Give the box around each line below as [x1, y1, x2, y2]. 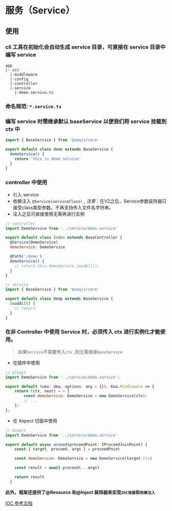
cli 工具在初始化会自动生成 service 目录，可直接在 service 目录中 [5, 43, 166, 50]
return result [14, 475, 45, 480]
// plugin [5, 370, 27, 375]
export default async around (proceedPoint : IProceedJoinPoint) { [5, 442, 147, 447]
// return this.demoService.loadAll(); [14, 263, 100, 268]
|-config [10, 76, 29, 82]
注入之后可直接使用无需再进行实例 [12, 211, 85, 217]
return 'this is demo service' [14, 156, 81, 162]
